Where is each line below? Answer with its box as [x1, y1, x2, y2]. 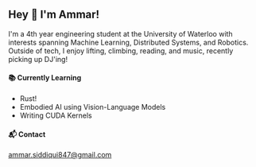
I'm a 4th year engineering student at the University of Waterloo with [8, 29, 233, 38]
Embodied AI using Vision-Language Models [19, 103, 166, 112]
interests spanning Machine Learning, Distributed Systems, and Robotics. [8, 37, 249, 47]
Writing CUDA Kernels [19, 111, 93, 120]
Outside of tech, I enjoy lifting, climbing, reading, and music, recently [8, 45, 234, 56]
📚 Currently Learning [8, 73, 82, 83]
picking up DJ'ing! [8, 54, 68, 64]
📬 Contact [8, 129, 46, 139]
